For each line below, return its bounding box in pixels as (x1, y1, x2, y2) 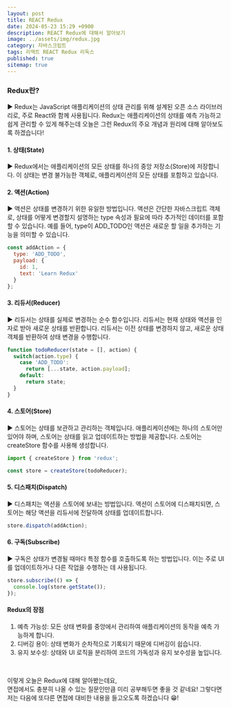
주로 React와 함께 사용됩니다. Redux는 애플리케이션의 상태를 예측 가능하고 (21, 111, 222, 119)
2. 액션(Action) (7, 188, 50, 196)
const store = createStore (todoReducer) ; (7, 467, 128, 474)
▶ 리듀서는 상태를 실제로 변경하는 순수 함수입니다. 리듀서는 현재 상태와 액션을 (7, 315, 215, 323)
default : (19, 372, 45, 379)
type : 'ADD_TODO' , (13, 251, 67, 258)
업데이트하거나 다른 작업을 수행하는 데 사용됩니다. (14, 563, 147, 571)
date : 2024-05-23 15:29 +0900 (7, 23, 94, 30)
